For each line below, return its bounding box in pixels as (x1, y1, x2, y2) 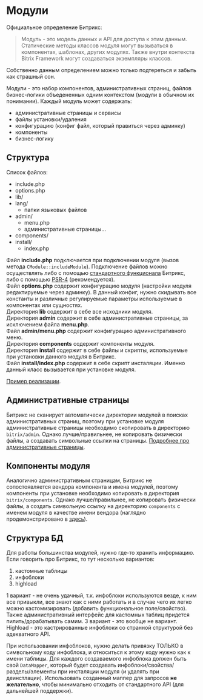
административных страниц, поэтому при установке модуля (6, 417, 164, 424)
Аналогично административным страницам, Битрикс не (6, 477, 153, 484)
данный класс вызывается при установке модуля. (6, 366, 136, 373)
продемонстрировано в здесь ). (6, 515, 88, 523)
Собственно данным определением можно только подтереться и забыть (6, 66, 197, 73)
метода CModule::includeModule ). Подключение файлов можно (6, 263, 168, 270)
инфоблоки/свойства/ (118, 661, 175, 669)
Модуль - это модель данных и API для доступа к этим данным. (21, 35, 188, 42)
